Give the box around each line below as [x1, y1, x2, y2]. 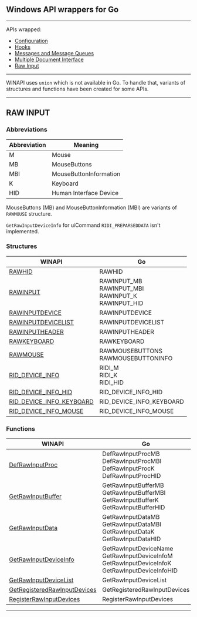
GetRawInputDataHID [102, 535, 161, 543]
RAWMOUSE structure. [6, 210, 52, 217]
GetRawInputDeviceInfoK [102, 559, 172, 568]
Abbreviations [6, 126, 48, 134]
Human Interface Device [52, 189, 119, 197]
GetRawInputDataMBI [102, 520, 162, 528]
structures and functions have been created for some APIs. [6, 85, 149, 92]
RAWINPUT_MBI [99, 284, 144, 293]
